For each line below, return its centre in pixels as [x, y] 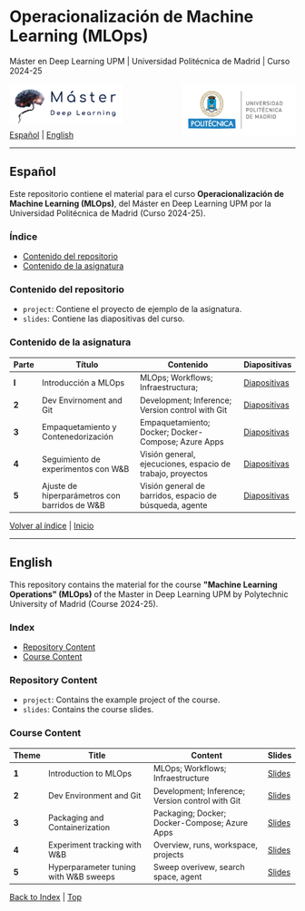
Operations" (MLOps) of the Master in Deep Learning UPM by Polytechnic [149, 594]
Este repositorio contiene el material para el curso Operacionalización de [147, 193]
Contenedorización [78, 436]
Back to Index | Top [45, 896]
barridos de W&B [74, 505]
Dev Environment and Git [95, 796]
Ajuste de [60, 486]
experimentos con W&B [86, 468]
